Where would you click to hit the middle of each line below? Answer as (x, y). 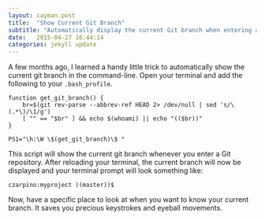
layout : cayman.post (42, 15)
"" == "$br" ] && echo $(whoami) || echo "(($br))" (116, 119)
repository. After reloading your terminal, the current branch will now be (125, 163)
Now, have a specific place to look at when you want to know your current (129, 200)
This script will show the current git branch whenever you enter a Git (119, 154)
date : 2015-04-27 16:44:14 (56, 37)
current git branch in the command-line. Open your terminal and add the (125, 75)
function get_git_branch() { (56, 98)
